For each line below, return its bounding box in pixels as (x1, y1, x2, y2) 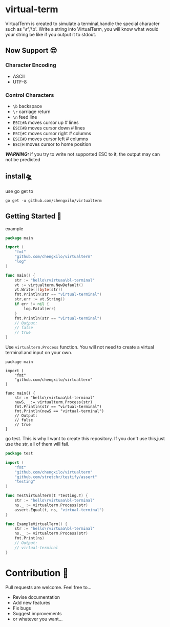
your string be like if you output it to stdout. (5, 31, 96, 37)
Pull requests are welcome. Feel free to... (5, 584, 92, 590)
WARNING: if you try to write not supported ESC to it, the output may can (5, 151, 160, 157)
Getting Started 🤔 (5, 212, 62, 221)
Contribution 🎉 (5, 567, 69, 579)
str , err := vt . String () (14, 297, 66, 302)
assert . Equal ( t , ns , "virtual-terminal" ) (14, 507, 104, 512)
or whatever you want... (12, 616, 63, 622)
